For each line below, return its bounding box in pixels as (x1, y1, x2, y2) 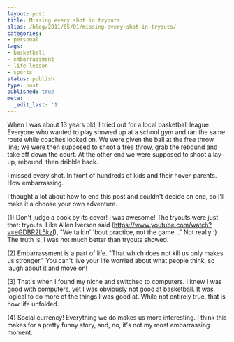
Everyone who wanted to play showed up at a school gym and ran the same (7, 127, 226, 136)
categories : (7, 29, 42, 37)
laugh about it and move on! (7, 264, 88, 272)
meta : (7, 95, 23, 102)
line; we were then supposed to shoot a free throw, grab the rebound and (7, 143, 218, 151)
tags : (7, 43, 23, 50)
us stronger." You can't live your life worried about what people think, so (7, 256, 215, 264)
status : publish (7, 75, 54, 83)
